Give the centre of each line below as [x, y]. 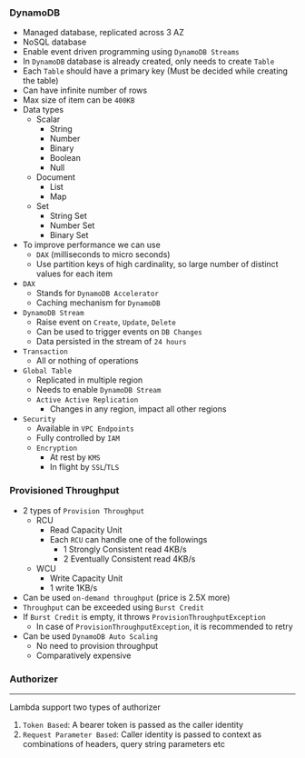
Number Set [72, 225]
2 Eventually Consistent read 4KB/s [129, 559]
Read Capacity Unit [86, 530]
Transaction [45, 352]
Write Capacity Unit [86, 578]
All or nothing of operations [87, 361]
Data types [43, 110]
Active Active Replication [87, 400]
